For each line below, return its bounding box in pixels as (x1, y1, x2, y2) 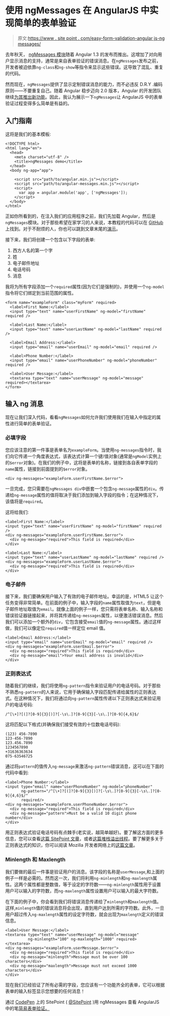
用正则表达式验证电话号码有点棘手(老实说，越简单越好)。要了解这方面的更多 (5, 829, 164, 836)
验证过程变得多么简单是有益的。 (5, 100, 72, 106)
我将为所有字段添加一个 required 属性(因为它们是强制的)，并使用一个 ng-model (5, 283, 164, 290)
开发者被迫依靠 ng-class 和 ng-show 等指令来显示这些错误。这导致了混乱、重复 (5, 64, 163, 70)
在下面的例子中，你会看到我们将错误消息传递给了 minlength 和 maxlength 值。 (5, 898, 161, 905)
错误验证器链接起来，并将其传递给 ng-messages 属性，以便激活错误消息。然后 (5, 612, 163, 619)
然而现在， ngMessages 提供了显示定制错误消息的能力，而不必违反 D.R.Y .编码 (5, 81, 163, 87)
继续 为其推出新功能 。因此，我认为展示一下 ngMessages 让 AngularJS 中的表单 (5, 94, 163, 100)
